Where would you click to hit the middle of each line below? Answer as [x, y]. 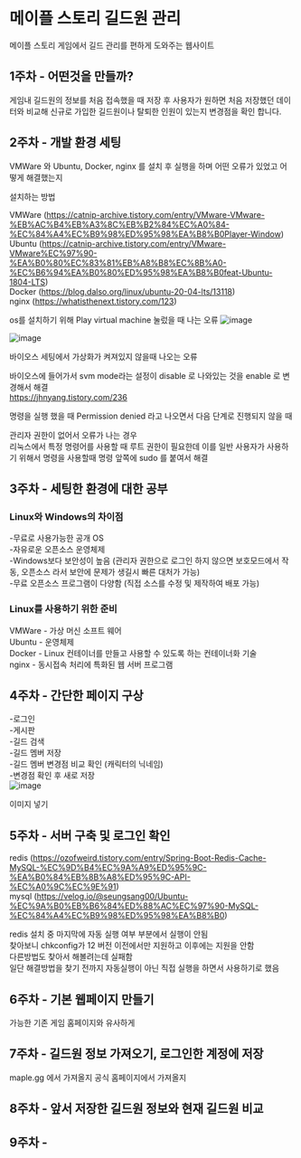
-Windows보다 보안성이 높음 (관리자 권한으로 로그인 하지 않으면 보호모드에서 [145, 560]
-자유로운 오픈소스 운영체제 [57, 550]
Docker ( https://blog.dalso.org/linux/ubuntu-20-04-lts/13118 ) [122, 291]
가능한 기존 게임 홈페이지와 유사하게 [72, 1022]
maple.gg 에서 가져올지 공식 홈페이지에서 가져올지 [98, 1078]
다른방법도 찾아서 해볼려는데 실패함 [71, 957]
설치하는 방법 [33, 196]
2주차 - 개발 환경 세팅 [66, 142]
